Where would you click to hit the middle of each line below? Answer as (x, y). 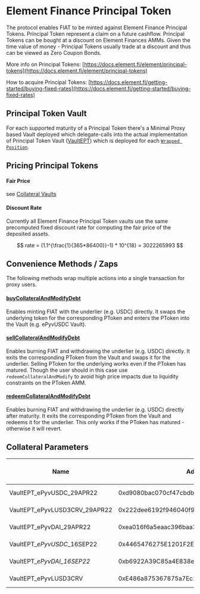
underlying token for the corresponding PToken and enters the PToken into (98, 318)
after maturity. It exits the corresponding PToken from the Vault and (89, 416)
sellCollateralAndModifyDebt (43, 338)
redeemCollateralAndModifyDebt (49, 396)
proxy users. (21, 285)
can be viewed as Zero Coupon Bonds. (54, 52)
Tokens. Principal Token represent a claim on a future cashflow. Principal (95, 33)
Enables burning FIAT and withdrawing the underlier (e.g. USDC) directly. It (98, 351)
